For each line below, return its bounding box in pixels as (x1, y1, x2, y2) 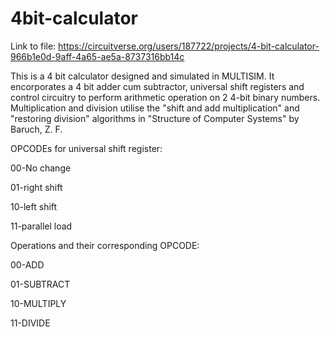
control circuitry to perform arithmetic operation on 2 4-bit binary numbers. (10, 91, 321, 103)
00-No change (10, 162, 72, 174)
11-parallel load (10, 220, 73, 232)
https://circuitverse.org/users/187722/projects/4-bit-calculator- (58, 40, 320, 52)
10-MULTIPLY (10, 297, 67, 309)
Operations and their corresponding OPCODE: (10, 239, 200, 251)
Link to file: (10, 40, 57, 52)
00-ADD (10, 258, 45, 271)
